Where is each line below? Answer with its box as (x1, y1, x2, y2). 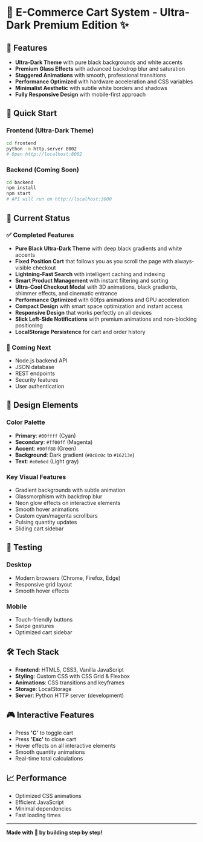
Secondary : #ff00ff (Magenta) (14, 438, 93, 446)
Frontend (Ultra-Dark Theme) (6, 126, 94, 135)
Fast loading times (14, 811, 61, 818)
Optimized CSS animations (14, 792, 82, 799)
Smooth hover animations (14, 506, 79, 513)
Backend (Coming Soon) (6, 166, 80, 174)
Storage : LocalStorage (14, 685, 72, 692)
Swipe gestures (14, 622, 54, 630)
